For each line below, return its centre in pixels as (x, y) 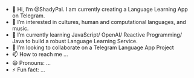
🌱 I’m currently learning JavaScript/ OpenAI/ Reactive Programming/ (97, 35)
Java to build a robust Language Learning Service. (75, 41)
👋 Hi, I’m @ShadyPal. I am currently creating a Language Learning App (100, 9)
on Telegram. (28, 16)
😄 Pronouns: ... (31, 63)
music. (20, 28)
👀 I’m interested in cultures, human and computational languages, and (99, 22)
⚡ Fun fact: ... (28, 70)
